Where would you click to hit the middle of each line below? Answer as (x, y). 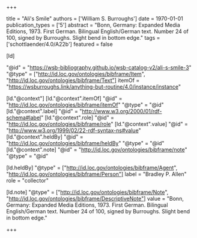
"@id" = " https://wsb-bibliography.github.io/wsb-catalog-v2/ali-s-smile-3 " (99, 67)
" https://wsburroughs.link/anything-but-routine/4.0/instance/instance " (94, 87)
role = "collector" (28, 180)
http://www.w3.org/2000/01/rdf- (122, 111)
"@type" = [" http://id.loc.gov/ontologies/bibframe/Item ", (76, 74)
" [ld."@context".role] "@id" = (78, 117)
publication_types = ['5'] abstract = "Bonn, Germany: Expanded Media (93, 25)
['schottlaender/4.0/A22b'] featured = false (59, 44)
